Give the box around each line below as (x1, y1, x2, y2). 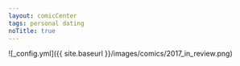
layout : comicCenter (8, 11, 78, 20)
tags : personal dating (8, 19, 85, 27)
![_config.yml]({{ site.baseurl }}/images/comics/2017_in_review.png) (8, 49, 234, 59)
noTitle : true (8, 27, 56, 35)
